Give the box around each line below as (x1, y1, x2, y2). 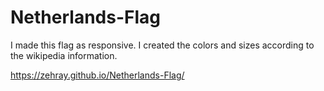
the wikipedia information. (10, 49, 118, 61)
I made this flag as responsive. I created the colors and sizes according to (10, 39, 315, 51)
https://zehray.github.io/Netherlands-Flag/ (10, 69, 185, 81)
